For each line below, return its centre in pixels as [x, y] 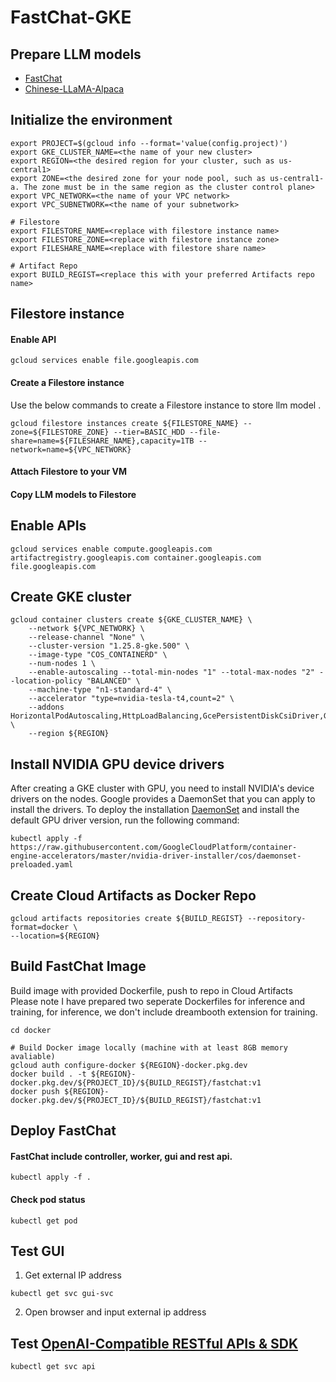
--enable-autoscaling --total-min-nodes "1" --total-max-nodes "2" [171, 672]
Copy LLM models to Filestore [73, 494]
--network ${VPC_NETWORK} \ [86, 629]
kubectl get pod [44, 1221]
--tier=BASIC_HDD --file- [167, 432]
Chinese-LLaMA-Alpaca [74, 89]
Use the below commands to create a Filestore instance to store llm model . [166, 405]
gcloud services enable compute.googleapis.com [111, 549]
